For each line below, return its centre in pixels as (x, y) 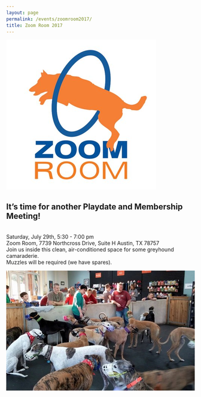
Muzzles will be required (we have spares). (59, 262)
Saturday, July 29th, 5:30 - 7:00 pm (50, 237)
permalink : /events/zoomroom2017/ (49, 19)
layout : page (22, 13)
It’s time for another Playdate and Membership (95, 207)
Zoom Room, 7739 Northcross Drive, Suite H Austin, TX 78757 (83, 243)
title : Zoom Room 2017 (34, 25)
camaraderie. (22, 256)
